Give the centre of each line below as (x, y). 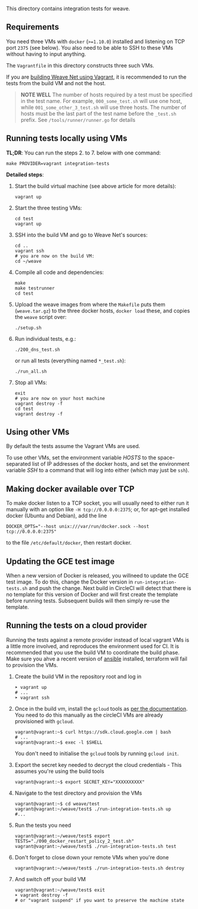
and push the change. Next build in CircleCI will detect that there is (110, 588)
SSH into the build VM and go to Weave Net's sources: (81, 235)
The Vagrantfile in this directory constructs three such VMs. (80, 65)
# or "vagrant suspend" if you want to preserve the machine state (99, 900)
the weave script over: (40, 317)
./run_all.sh (31, 371)
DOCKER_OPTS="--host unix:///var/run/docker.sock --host (78, 527)
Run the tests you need (43, 825)
